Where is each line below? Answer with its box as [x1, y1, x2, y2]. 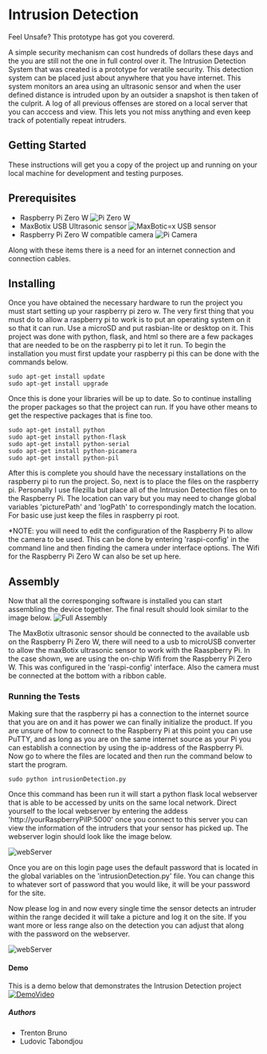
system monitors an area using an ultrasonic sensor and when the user [8, 82, 241, 91]
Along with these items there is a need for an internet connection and [8, 245, 236, 255]
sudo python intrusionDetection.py [8, 775, 127, 784]
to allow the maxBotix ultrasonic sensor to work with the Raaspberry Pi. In [8, 646, 251, 655]
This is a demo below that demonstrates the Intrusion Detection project [8, 980, 241, 990]
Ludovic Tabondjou [19, 1036, 84, 1046]
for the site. [8, 889, 46, 898]
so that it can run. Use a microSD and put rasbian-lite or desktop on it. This [8, 324, 254, 333]
